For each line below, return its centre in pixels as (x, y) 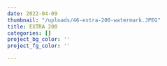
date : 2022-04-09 (32, 14)
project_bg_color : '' (39, 40)
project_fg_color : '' (39, 46)
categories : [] (29, 33)
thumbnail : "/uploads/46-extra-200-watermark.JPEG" (84, 20)
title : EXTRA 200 (32, 26)
